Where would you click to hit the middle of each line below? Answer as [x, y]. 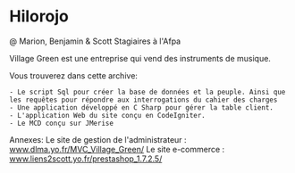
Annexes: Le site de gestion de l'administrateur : [98, 139]
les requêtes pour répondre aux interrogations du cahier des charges [143, 100]
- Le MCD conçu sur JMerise [62, 123]
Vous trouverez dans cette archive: [74, 75]
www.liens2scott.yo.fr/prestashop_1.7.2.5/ [86, 159]
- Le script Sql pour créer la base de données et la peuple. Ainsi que [147, 92]
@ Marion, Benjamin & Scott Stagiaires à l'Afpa [95, 41]
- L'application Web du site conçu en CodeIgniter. [107, 115]
